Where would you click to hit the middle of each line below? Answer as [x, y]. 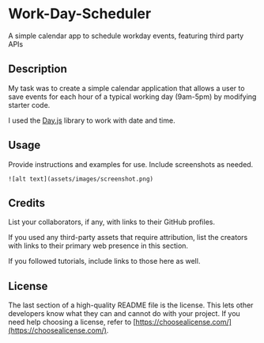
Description [38, 69]
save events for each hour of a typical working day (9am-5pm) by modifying [132, 97]
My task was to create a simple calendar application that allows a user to [126, 88]
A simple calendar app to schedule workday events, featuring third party [126, 36]
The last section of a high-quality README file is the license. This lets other [131, 305]
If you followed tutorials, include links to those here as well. [104, 261]
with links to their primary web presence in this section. [98, 246]
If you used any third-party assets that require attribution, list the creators [128, 238]
